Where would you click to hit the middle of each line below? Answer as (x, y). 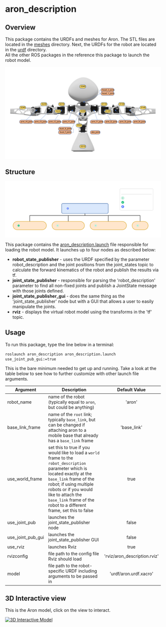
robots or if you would (70, 489)
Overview (21, 27)
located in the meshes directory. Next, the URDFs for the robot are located (81, 44)
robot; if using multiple (71, 484)
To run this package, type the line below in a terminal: (60, 344)
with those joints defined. (38, 291)
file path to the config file (74, 553)
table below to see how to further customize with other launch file (72, 374)
